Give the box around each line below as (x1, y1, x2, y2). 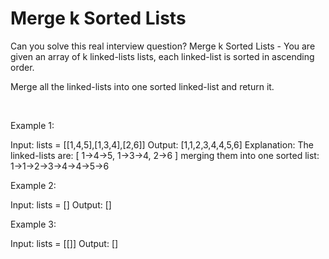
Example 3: (10, 218, 57, 230)
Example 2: (10, 179, 57, 191)
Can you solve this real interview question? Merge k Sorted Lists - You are (10, 40, 316, 52)
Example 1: (10, 119, 55, 131)
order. (10, 61, 35, 73)
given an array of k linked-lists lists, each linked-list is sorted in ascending (10, 50, 315, 62)
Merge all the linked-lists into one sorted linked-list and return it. (10, 80, 275, 92)
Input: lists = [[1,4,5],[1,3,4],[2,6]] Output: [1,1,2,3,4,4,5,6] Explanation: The (10, 138, 314, 151)
